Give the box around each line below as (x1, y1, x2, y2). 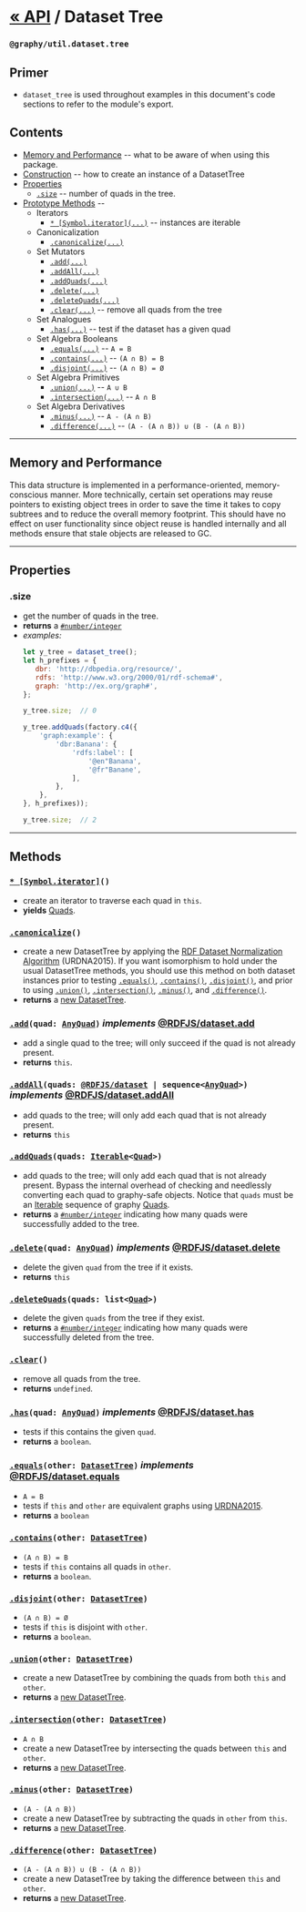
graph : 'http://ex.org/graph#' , (35, 681, 158, 690)
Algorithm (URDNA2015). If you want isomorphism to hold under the (22, 955, 278, 966)
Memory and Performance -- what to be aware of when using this (22, 148, 270, 160)
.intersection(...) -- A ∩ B (49, 391, 157, 402)
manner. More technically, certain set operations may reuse (49, 489, 273, 500)
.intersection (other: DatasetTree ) (9, 1714, 168, 1725)
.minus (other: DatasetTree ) (9, 1784, 134, 1795)
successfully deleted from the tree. (22, 1332, 155, 1343)
